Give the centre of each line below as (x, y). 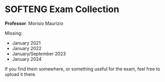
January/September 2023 (39, 54)
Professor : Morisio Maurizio (34, 23)
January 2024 (27, 59)
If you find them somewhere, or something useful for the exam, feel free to (82, 69)
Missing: (14, 33)
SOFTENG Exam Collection (62, 9)
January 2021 (26, 43)
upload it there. (20, 74)
